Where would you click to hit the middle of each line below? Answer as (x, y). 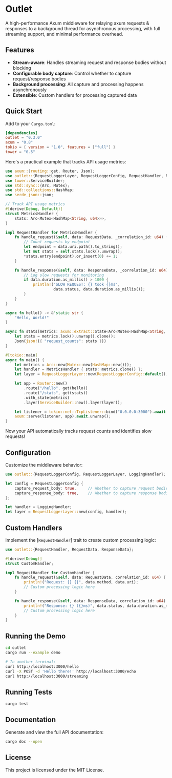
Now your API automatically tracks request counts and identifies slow (79, 431)
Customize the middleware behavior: (44, 465)
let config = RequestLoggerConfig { (44, 483)
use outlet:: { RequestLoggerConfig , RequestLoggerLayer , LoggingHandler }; (86, 474)
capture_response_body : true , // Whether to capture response (86, 493)
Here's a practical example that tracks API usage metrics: (66, 161)
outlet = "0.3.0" (24, 138)
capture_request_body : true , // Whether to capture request (84, 488)
